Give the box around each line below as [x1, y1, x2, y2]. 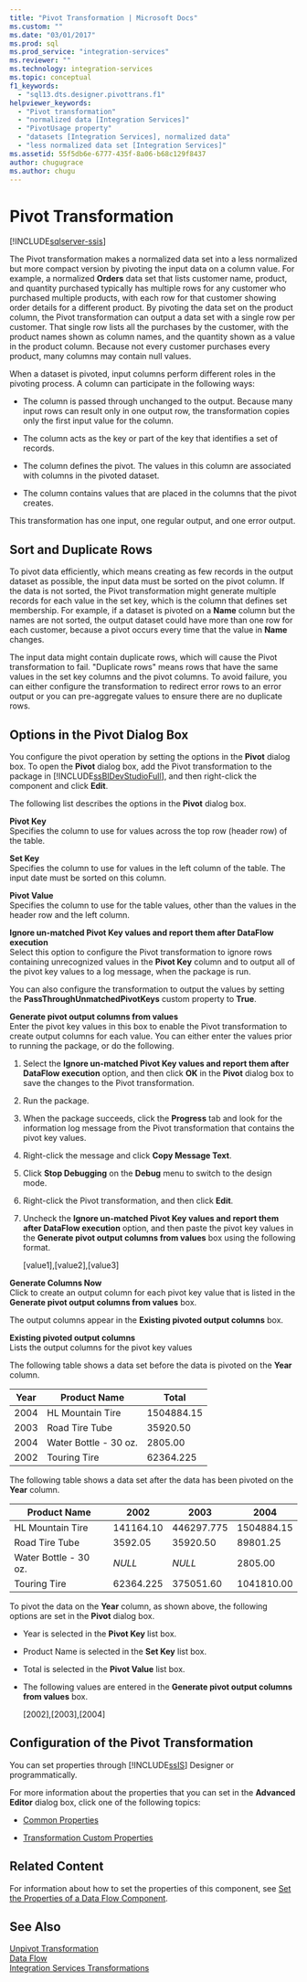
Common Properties [22, 1814, 99, 1825]
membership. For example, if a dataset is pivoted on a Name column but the [9, 605, 295, 616]
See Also [9, 1919, 61, 1934]
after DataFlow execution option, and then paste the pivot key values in [22, 1222, 294, 1233]
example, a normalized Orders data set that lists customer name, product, [9, 273, 288, 284]
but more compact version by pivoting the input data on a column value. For [9, 263, 295, 274]
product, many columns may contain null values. [9, 351, 192, 362]
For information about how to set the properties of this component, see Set [9, 1882, 291, 1893]
